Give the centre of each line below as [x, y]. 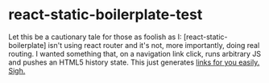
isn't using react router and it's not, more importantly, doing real [154, 45]
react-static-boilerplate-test [106, 15]
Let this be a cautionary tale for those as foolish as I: [95, 37]
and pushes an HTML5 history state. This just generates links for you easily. [134, 62]
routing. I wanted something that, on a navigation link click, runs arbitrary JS [135, 53]
